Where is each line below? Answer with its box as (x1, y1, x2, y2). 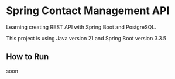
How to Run (6, 51, 49, 62)
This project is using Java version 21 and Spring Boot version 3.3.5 (6, 35, 167, 42)
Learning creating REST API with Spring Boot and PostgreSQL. (6, 23, 157, 30)
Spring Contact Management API (6, 4, 170, 18)
